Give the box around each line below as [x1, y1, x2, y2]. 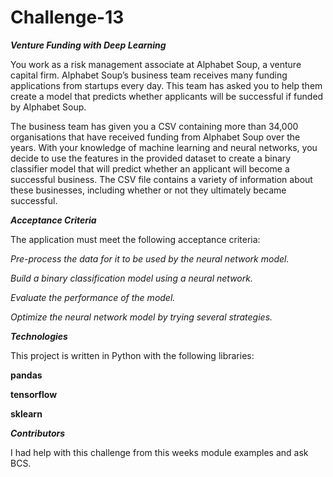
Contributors [10, 427, 66, 439]
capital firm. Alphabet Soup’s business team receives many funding [10, 69, 288, 81]
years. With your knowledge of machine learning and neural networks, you [10, 141, 318, 153]
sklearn [10, 407, 43, 420]
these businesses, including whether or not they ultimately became [10, 184, 287, 196]
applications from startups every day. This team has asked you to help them [10, 79, 323, 91]
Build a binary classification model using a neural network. [10, 272, 253, 284]
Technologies [10, 330, 68, 342]
